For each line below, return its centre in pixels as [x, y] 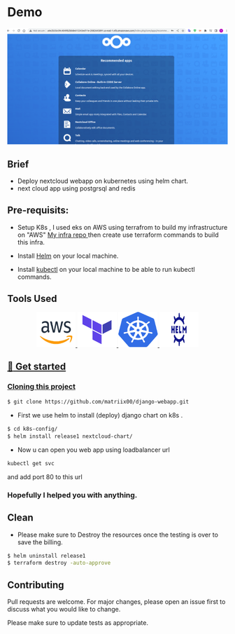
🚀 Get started [37, 367]
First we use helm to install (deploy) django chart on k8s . [100, 415]
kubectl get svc [31, 463]
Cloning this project [41, 386]
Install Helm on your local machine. [68, 256]
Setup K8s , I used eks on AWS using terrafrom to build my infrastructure [122, 227]
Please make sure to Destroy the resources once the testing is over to [118, 535]
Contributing [36, 585]
